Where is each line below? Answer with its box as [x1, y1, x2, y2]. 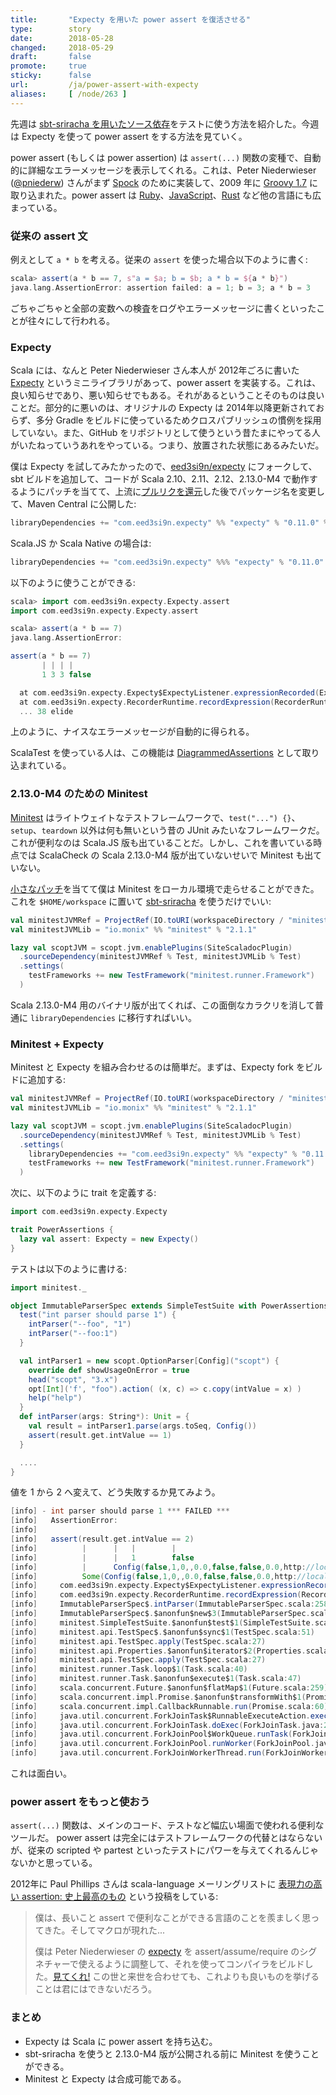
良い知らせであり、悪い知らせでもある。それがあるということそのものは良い [10, 389, 325, 401]
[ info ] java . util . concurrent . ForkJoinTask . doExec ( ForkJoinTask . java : [10, 1720, 325, 1730]
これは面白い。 [10, 1767, 72, 1780]
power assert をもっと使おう [10, 1794, 151, 1808]
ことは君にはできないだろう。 [34, 1983, 158, 1995]
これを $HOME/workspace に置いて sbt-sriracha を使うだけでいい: [10, 895, 272, 907]
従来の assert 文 [10, 229, 88, 243]
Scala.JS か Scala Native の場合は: [10, 537, 152, 549]
